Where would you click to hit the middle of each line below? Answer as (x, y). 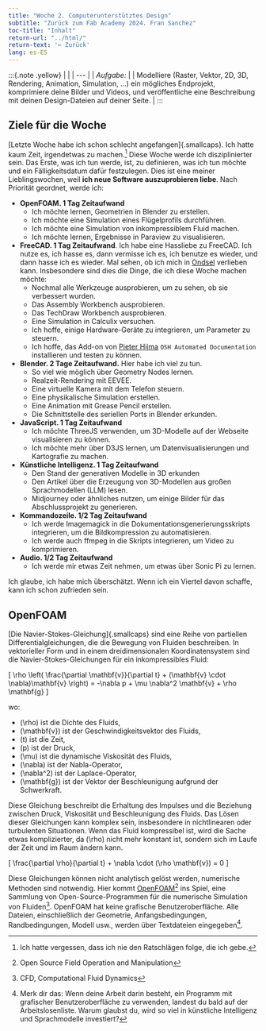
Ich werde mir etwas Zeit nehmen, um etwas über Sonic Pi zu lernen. (144, 566)
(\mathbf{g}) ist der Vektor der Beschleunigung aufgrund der (119, 782)
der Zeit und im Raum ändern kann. (66, 848)
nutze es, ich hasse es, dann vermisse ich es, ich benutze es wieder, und (139, 254)
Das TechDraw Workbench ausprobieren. (99, 313)
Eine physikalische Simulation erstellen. (96, 397)
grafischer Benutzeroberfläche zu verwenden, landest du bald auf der (134, 1002)
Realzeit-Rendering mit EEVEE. (82, 380)
